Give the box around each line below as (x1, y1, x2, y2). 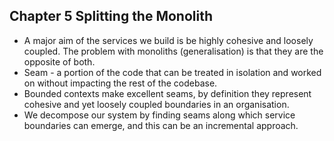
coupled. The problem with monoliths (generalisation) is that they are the (23, 45, 324, 57)
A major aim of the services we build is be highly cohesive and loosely (23, 34, 314, 46)
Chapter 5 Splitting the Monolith (9, 8, 214, 25)
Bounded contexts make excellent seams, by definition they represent (23, 87, 312, 99)
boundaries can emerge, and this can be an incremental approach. (23, 119, 299, 131)
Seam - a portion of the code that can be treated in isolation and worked (23, 66, 322, 78)
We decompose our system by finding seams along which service (23, 109, 296, 121)
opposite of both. (23, 55, 96, 68)
